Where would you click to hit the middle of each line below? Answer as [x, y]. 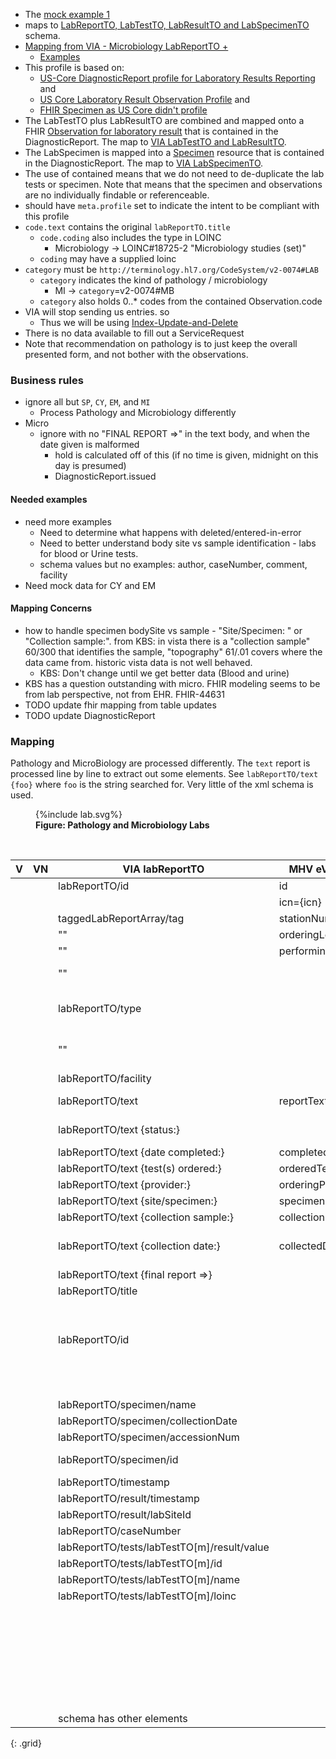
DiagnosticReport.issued [105, 476]
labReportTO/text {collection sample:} [146, 1217]
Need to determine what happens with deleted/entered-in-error [170, 532]
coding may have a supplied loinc [108, 258]
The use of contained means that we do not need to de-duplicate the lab [174, 173]
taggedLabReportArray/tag [121, 918]
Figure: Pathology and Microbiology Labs [122, 825]
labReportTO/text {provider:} [124, 1184]
